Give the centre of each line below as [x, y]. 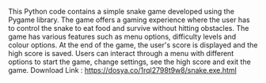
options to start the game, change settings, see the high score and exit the [129, 62]
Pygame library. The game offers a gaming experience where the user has [129, 20]
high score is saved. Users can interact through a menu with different [121, 53]
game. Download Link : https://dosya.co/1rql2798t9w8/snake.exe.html [123, 70]
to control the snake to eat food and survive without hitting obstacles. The [129, 28]
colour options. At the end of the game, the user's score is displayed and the [133, 45]
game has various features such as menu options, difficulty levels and [122, 36]
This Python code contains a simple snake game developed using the [122, 11]
